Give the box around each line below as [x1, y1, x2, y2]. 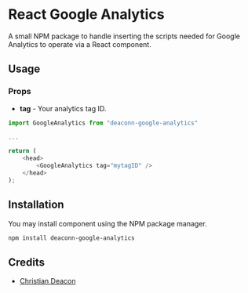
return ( [8, 147, 37, 155]
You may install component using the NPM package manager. [8, 219, 208, 228]
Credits [8, 255, 46, 269]
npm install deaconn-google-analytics [8, 233, 135, 242]
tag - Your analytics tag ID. [19, 103, 107, 113]
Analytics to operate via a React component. [8, 39, 151, 49]
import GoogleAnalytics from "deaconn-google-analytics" [8, 119, 199, 127]
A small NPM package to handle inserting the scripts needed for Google [8, 31, 241, 41]
